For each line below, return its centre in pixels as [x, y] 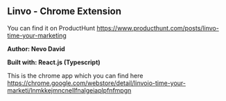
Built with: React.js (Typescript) [54, 62]
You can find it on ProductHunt [51, 28]
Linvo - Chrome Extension [64, 11]
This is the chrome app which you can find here [75, 75]
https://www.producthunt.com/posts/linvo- [158, 28]
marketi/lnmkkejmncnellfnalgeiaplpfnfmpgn [69, 90]
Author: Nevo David [36, 48]
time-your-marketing [37, 35]
